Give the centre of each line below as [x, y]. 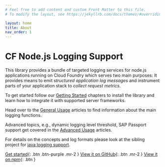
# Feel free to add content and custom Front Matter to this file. [76, 10]
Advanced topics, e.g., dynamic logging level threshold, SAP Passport [76, 125]
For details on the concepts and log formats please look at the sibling [75, 139]
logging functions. [23, 115]
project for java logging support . [38, 145]
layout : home [18, 23]
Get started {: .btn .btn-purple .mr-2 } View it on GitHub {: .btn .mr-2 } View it [82, 154]
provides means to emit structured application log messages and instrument [82, 81]
